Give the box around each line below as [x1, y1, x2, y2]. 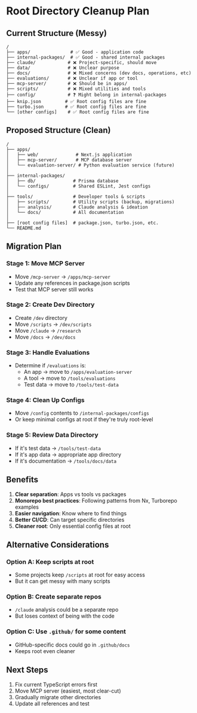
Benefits [6, 475, 39, 485]
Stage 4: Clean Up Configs [6, 396, 85, 404]
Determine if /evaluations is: [14, 362, 87, 369]
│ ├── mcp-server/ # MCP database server [6, 157, 133, 163]
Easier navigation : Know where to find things [14, 509, 127, 516]
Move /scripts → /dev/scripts [14, 321, 92, 328]
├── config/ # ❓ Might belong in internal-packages [6, 92, 167, 98]
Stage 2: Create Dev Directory [6, 301, 95, 309]
